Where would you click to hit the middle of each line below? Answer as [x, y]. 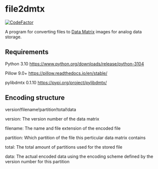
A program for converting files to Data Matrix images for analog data [73, 31]
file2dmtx [25, 9]
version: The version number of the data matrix [52, 119]
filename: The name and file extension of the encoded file [63, 128]
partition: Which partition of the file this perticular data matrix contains [75, 138]
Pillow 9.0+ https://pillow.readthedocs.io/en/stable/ [56, 73]
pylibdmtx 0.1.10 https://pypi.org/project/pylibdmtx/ [56, 82]
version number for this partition [37, 161]
